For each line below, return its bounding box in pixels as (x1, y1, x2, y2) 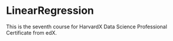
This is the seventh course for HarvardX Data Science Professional (6, 23, 167, 30)
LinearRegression (6, 4, 94, 17)
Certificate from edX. (6, 29, 57, 36)
